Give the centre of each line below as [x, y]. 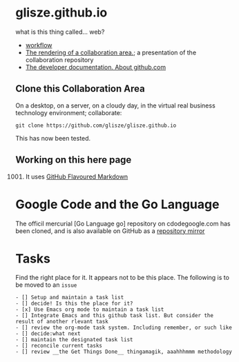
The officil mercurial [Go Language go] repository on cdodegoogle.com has [123, 223]
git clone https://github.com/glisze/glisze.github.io [96, 125]
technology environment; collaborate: [69, 112]
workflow [39, 45]
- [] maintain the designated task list [75, 340]
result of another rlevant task [62, 322]
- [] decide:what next [48, 334]
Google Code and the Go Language [117, 204]
